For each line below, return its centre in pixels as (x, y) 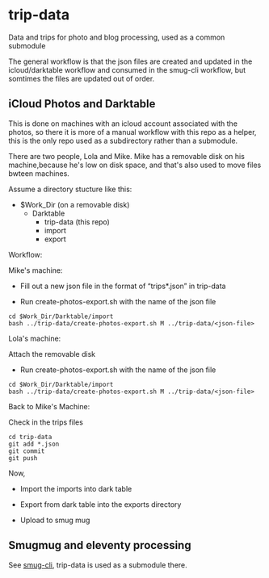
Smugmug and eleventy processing (100, 545)
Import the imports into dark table (76, 488)
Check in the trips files (46, 422)
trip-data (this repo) (77, 222)
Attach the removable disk (52, 354)
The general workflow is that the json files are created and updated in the (130, 61)
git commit (27, 451)
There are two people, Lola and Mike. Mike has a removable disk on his (126, 156)
